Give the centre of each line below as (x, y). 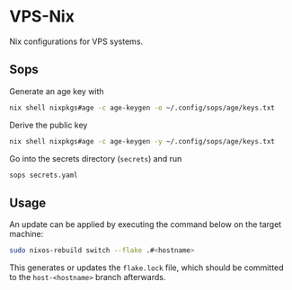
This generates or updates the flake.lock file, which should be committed (147, 268)
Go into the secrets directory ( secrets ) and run (96, 158)
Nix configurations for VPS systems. (76, 41)
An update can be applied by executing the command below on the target (146, 224)
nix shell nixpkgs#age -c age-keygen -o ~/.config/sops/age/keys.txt (142, 108)
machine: (27, 234)
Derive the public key (49, 125)
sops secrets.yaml (44, 175)
